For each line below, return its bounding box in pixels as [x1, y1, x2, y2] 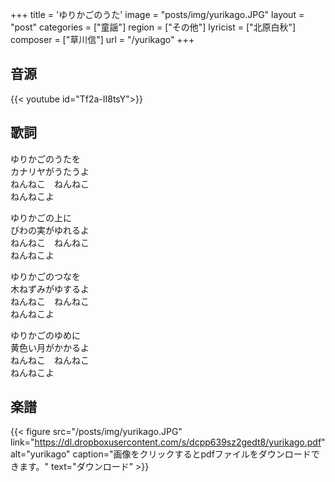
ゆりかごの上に [10, 211, 72, 223]
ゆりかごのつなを [10, 270, 81, 282]
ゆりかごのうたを [10, 153, 81, 165]
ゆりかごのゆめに [10, 329, 81, 341]
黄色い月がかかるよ [10, 341, 90, 353]
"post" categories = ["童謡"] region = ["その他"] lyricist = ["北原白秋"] [10, 21, 297, 33]
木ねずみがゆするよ [10, 283, 90, 295]
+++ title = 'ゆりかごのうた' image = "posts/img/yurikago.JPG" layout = [10, 9, 305, 20]
